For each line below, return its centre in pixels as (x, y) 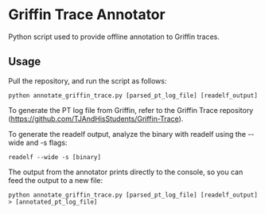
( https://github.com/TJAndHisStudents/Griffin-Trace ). (96, 119)
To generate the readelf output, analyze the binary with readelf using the (127, 134)
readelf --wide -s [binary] (55, 157)
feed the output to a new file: (56, 180)
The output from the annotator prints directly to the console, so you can (126, 172)
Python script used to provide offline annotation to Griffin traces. (114, 37)
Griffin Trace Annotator (87, 15)
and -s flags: (47, 142)
